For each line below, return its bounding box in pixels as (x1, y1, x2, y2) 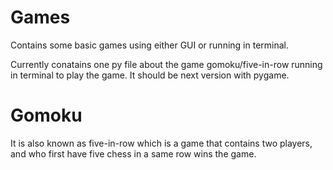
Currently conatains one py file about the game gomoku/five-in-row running (10, 58, 323, 70)
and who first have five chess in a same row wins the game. (10, 147, 257, 160)
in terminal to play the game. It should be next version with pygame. (10, 69, 290, 81)
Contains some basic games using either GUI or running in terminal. (10, 39, 290, 51)
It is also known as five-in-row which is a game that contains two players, (10, 137, 313, 149)
